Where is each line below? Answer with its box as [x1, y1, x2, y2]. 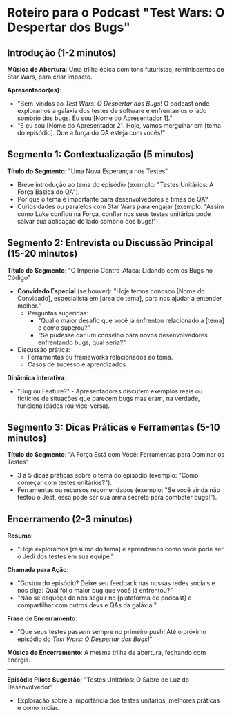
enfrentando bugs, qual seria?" [37, 338, 126, 346]
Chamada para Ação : [7, 566, 69, 574]
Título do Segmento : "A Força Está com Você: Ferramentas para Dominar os [7, 451, 225, 459]
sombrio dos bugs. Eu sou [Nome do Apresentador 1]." [17, 114, 173, 122]
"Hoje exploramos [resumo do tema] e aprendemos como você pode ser [17, 545, 224, 553]
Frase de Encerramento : [7, 614, 78, 622]
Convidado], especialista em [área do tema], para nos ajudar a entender [17, 294, 222, 302]
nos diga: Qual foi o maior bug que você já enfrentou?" [17, 587, 173, 595]
